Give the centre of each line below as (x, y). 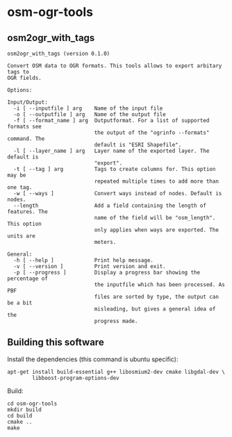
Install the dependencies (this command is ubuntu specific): (93, 359)
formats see (24, 126)
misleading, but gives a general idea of (155, 309)
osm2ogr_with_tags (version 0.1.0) (59, 53)
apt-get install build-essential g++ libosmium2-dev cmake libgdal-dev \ (116, 372)
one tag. (20, 188)
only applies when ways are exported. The (156, 230)
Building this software (56, 342)
